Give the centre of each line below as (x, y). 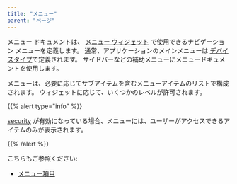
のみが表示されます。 (56, 130)
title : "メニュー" (33, 14)
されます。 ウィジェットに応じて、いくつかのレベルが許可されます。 (107, 92)
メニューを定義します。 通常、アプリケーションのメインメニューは (112, 50)
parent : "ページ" (31, 21)
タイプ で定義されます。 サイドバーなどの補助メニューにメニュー (107, 59)
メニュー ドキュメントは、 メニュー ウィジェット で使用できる (98, 41)
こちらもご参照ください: (42, 158)
